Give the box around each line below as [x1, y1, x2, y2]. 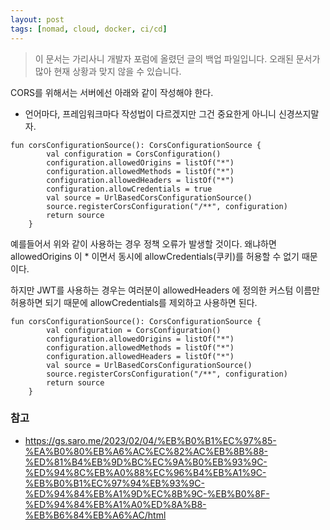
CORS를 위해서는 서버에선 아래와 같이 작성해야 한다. [10, 86, 214, 98]
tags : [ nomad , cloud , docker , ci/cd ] [10, 24, 168, 34]
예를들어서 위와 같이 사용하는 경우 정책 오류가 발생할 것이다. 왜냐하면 [10, 237, 277, 250]
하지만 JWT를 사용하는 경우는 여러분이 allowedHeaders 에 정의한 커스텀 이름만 [10, 284, 320, 296]
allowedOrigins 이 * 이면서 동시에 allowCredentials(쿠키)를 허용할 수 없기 [10, 250, 300, 262]
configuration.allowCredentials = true [46, 184, 213, 194]
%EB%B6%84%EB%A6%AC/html [24, 509, 167, 521]
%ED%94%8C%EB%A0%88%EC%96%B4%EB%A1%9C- [24, 466, 267, 478]
